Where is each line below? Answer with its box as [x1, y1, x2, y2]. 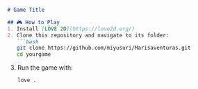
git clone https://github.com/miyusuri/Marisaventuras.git [16, 45, 191, 52]
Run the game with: [17, 63, 73, 72]
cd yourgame [16, 51, 51, 58]
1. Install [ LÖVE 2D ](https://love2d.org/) [7, 25, 135, 32]
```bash [16, 38, 39, 45]
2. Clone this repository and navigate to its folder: [7, 32, 170, 39]
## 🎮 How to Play [7, 19, 60, 26]
